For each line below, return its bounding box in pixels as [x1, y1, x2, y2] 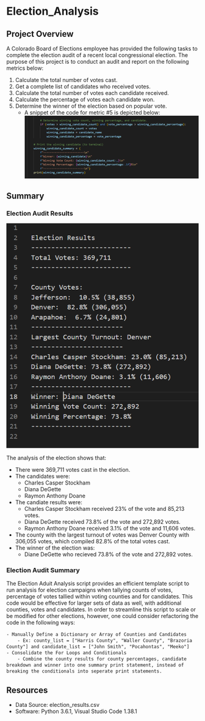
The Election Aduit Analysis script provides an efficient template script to [6, 580, 190, 587]
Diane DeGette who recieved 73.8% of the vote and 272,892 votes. [24, 550, 193, 558]
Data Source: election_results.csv [15, 701, 99, 709]
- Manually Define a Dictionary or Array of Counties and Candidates [6, 632, 187, 638]
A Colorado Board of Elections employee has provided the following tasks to [6, 45, 198, 52]
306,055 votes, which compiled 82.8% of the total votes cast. [15, 537, 170, 545]
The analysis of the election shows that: [6, 454, 107, 461]
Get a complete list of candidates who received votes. [15, 83, 151, 90]
